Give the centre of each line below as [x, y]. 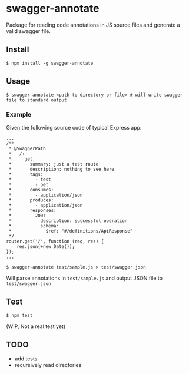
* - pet [29, 184]
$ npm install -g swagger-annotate [50, 63]
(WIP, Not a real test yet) [36, 326]
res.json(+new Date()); [46, 246]
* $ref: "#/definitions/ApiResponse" [71, 231]
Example [19, 115]
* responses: [33, 210]
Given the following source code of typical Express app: [74, 127]
